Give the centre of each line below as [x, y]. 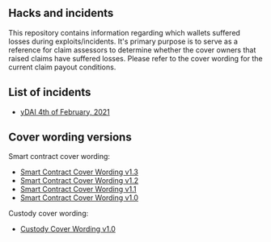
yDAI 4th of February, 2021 [65, 111]
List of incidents [50, 92]
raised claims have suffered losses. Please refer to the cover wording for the [135, 58]
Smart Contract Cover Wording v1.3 [79, 172]
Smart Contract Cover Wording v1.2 [79, 181]
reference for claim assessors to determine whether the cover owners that [132, 50]
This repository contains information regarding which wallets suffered [125, 32]
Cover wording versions [70, 138]
